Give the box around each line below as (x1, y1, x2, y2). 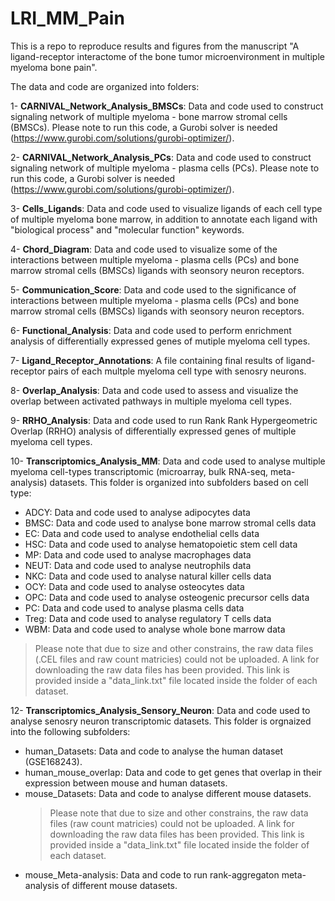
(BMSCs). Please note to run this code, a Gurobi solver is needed (10, 121, 278, 133)
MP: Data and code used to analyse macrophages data (24, 548, 252, 561)
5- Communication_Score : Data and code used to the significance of (10, 283, 297, 296)
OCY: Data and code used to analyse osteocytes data (24, 580, 245, 592)
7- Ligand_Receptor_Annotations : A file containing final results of (10, 354, 284, 366)
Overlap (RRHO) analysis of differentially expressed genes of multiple (10, 425, 297, 437)
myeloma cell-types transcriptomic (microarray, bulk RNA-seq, (10, 465, 269, 477)
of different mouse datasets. (61, 879, 178, 891)
